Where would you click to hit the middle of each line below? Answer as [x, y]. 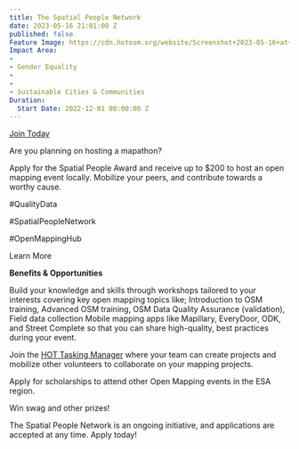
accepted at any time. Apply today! [73, 435]
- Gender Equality [43, 68]
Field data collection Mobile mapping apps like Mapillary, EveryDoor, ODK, [145, 319]
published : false [41, 34]
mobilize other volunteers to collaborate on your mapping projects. [131, 365]
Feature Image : [37, 42]
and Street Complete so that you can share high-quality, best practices [139, 328]
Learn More [31, 256]
